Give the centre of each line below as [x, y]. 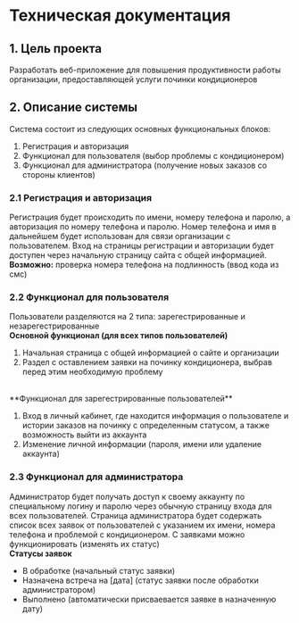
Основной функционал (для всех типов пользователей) [119, 336]
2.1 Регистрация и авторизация [81, 197]
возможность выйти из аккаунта [84, 435]
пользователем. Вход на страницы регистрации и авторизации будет [142, 245]
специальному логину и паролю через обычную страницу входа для [141, 506]
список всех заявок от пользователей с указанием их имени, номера [142, 525]
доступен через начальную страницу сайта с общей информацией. [138, 255]
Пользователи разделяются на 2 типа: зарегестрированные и [127, 317]
